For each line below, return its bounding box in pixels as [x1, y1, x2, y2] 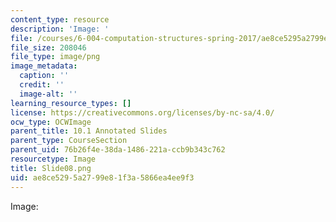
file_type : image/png [10, 52, 101, 62]
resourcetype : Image [10, 154, 97, 164]
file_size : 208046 [10, 42, 87, 53]
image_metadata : [10, 61, 78, 71]
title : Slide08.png [10, 163, 92, 173]
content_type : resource [10, 14, 110, 25]
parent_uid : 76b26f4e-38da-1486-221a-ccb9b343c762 [10, 145, 226, 155]
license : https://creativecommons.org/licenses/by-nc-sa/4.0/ [10, 107, 275, 118]
